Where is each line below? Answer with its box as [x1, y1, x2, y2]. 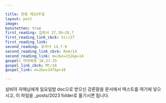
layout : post [5, 16, 32, 21]
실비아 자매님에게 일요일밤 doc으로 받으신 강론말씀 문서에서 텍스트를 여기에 [5, 86, 152, 92]
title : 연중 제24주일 [5, 11, 45, 16]
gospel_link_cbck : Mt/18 [5, 63, 57, 68]
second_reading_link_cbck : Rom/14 [5, 48, 77, 54]
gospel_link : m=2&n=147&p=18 [5, 67, 66, 72]
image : [5, 21, 19, 26]
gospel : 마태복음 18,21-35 [5, 58, 57, 63]
